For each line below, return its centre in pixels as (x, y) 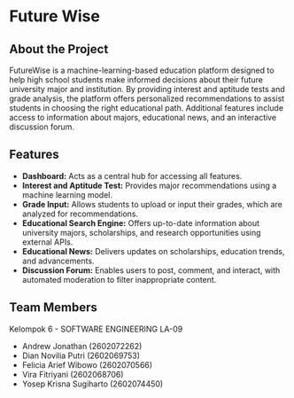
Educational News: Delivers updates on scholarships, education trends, (153, 251)
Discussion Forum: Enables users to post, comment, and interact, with (151, 270)
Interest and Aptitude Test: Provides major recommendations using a (149, 185)
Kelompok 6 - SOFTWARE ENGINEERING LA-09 (96, 329)
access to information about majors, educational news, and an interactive (143, 117)
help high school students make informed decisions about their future (136, 80)
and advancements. (58, 261)
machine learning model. (67, 195)
